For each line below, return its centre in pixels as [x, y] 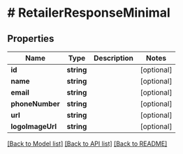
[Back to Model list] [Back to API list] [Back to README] [87, 144]
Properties [31, 39]
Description [114, 58]
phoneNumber [36, 104]
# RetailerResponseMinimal [89, 13]
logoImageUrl [34, 126]
